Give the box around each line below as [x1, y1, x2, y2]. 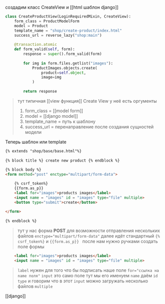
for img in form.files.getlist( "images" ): [23, 60, 113, 66]
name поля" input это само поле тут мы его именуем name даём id [17, 272, 158, 278]
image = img [41, 75, 62, 80]
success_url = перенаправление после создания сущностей [25, 123, 154, 130]
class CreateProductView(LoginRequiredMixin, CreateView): [5, 14, 131, 19]
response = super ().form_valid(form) [23, 51, 102, 56]
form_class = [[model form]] [25, 108, 84, 114]
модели [25, 129, 42, 135]
